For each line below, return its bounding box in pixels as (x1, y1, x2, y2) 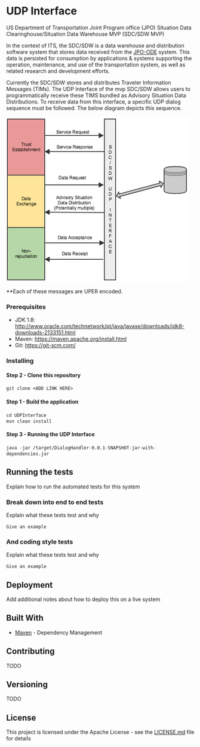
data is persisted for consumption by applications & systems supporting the (6, 54, 192, 62)
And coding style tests (6, 538, 73, 546)
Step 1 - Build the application (6, 398, 79, 405)
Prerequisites (6, 302, 46, 311)
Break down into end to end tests (6, 498, 104, 506)
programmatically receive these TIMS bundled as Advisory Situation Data (6, 92, 186, 99)
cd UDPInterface (6, 412, 47, 418)
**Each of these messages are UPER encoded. (6, 287, 123, 294)
